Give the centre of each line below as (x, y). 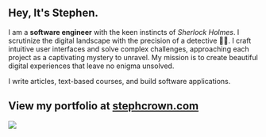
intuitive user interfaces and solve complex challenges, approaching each (129, 49)
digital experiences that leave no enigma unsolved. (91, 66)
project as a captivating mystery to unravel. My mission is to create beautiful (133, 57)
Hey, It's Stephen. (54, 13)
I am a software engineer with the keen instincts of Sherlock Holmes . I (124, 32)
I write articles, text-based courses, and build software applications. (120, 81)
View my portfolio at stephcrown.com (104, 106)
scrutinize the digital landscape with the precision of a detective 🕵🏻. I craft (130, 40)
